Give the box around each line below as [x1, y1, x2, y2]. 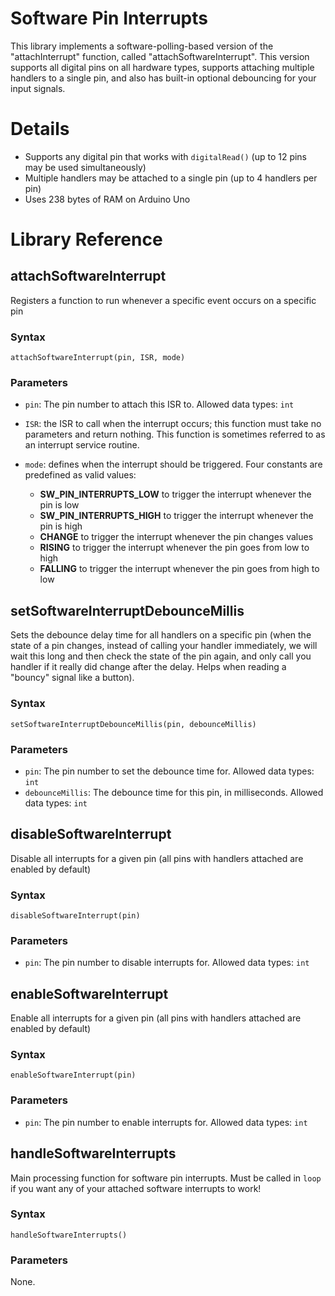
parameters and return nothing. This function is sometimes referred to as [24, 428, 326, 441]
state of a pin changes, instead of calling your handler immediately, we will [10, 640, 318, 652]
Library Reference [10, 228, 163, 251]
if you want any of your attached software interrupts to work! [10, 1182, 262, 1194]
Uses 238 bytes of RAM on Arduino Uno [24, 193, 191, 205]
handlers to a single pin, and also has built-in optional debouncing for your [10, 72, 317, 84]
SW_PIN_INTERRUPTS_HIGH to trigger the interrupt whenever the [39, 510, 314, 522]
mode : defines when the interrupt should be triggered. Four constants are [24, 458, 323, 471]
